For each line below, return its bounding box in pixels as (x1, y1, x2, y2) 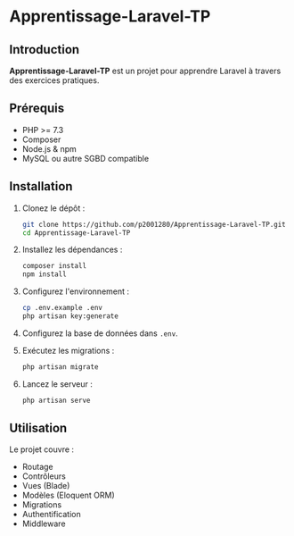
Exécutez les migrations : (21, 345, 115, 356)
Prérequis (9, 101, 65, 116)
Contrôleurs (21, 471, 67, 482)
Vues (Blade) (21, 481, 70, 491)
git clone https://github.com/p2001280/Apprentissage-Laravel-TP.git (21, 220, 287, 229)
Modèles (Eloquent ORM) (21, 490, 116, 501)
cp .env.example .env (21, 304, 102, 313)
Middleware (21, 518, 66, 529)
